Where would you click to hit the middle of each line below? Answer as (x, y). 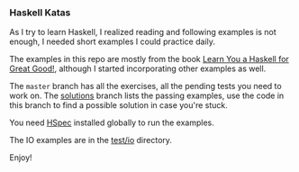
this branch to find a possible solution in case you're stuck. (118, 105)
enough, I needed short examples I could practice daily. (113, 41)
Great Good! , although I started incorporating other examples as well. (138, 68)
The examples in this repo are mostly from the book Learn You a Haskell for (149, 59)
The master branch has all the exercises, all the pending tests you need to (145, 86)
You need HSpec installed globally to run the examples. (112, 122)
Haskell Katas (40, 13)
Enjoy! (21, 158)
